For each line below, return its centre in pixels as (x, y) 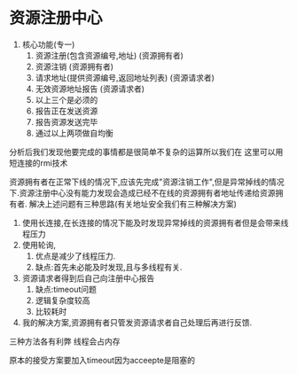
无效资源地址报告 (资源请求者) (90, 89)
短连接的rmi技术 (39, 163)
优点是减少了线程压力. (75, 256)
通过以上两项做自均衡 (74, 133)
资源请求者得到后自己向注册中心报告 (88, 278)
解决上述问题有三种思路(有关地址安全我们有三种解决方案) (133, 204)
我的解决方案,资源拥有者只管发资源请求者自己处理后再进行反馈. (137, 322)
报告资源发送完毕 (66, 121)
